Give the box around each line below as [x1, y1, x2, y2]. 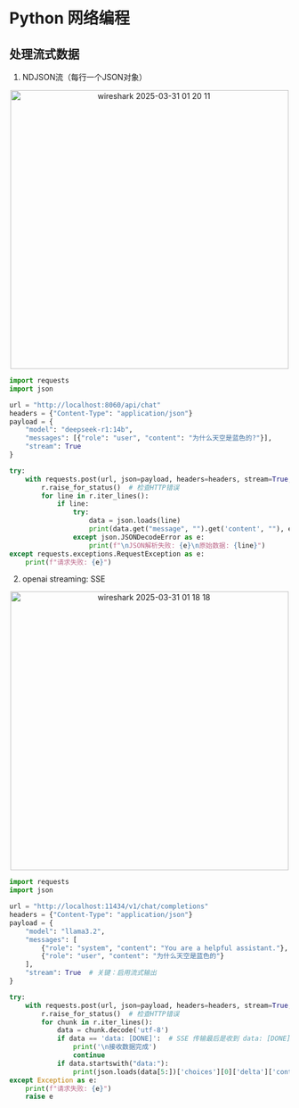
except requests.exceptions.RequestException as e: [9, 550, 205, 558]
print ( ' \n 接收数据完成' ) [72, 1043, 158, 1052]
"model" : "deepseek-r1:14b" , [25, 426, 133, 434]
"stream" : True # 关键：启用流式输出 [25, 969, 158, 978]
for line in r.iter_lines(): [41, 492, 149, 500]
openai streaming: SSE [21, 574, 106, 584]
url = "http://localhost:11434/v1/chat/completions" [9, 902, 209, 911]
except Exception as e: [9, 1076, 98, 1085]
